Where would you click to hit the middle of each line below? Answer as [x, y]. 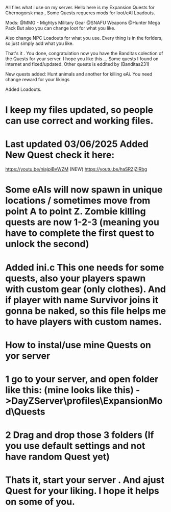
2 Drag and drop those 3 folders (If [80, 435]
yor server [28, 356]
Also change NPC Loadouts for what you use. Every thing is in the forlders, [84, 38]
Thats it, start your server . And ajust [85, 480]
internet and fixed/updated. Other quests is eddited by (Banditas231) [77, 64]
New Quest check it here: [60, 155]
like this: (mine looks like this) [70, 390]
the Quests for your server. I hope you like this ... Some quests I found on [82, 59]
